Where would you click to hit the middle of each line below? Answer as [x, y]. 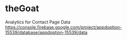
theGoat [22, 9]
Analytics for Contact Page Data [38, 22]
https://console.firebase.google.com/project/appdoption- [63, 27]
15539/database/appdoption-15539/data [46, 32]
